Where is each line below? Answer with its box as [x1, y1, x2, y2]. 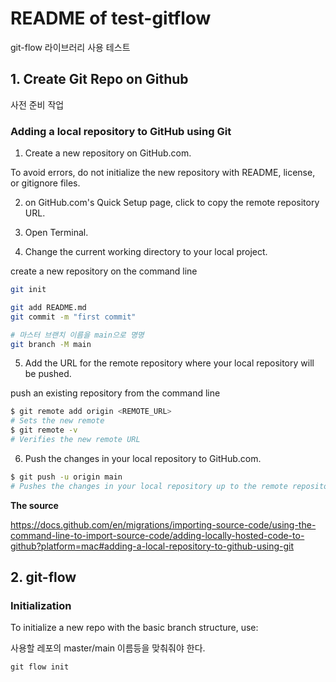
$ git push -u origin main [10, 472, 123, 482]
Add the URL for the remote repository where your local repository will [24, 357, 315, 369]
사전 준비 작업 [10, 98, 65, 111]
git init [10, 285, 47, 295]
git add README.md [10, 302, 87, 312]
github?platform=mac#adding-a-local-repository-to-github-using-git [10, 540, 295, 552]
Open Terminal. [24, 227, 89, 239]
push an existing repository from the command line [10, 387, 221, 399]
